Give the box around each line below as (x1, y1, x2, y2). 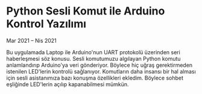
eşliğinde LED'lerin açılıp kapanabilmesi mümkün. (6, 80, 129, 88)
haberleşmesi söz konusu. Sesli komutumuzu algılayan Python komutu (6, 55, 181, 62)
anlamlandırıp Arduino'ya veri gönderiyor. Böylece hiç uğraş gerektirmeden (6, 61, 193, 69)
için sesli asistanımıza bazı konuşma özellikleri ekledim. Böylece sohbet (6, 74, 184, 81)
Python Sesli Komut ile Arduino (6, 4, 165, 18)
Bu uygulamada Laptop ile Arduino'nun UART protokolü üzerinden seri (6, 48, 181, 55)
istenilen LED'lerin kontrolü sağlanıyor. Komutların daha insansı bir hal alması (6, 67, 196, 75)
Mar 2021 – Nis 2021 (6, 37, 57, 44)
